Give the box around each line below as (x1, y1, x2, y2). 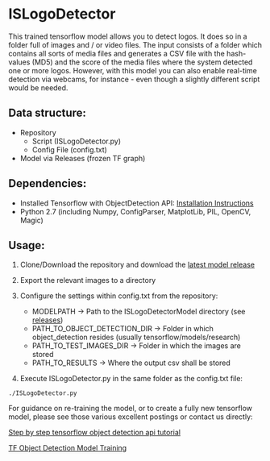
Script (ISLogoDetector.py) (31, 136, 122, 146)
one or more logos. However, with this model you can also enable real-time (8, 65, 258, 75)
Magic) (19, 215, 44, 225)
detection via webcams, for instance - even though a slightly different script (8, 74, 260, 84)
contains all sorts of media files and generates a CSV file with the (8, 48, 226, 58)
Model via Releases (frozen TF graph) (19, 153, 146, 163)
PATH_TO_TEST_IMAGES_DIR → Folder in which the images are (31, 341, 242, 351)
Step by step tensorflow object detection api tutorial (8, 428, 181, 438)
